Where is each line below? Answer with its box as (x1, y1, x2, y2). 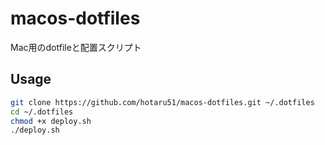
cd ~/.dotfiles (10, 107, 74, 117)
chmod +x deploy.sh (10, 116, 92, 126)
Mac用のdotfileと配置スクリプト (10, 41, 142, 53)
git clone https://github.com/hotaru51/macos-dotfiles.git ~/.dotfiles (10, 97, 315, 107)
